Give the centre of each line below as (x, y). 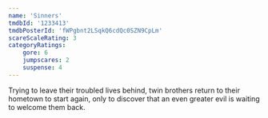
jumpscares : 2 (46, 61)
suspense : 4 (42, 68)
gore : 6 (35, 53)
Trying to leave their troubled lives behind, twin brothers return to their (124, 90)
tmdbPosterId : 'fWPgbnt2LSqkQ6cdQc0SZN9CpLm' (85, 30)
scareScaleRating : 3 (43, 38)
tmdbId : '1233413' (39, 23)
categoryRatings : (37, 45)
